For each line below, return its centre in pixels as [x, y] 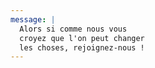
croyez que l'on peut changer [82, 38]
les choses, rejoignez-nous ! [82, 47]
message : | [33, 19]
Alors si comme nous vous [73, 29]
